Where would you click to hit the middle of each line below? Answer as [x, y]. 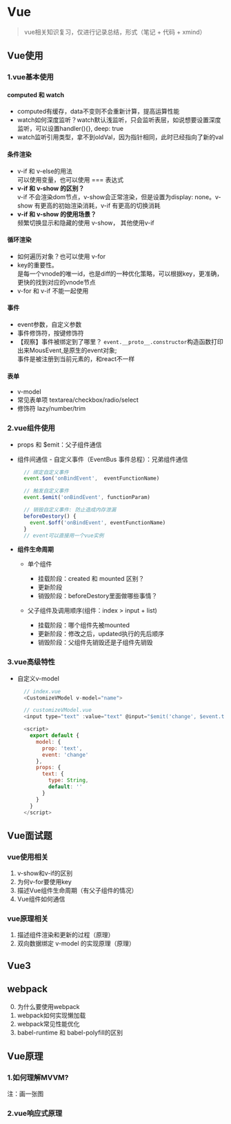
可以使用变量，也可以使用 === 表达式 [70, 179]
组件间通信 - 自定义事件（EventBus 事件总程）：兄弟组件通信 [102, 459]
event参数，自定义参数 [49, 325]
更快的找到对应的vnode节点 [57, 282]
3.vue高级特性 [31, 662]
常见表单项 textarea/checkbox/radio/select [78, 400]
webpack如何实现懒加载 [51, 1015]
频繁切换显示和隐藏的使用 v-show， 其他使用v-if [86, 223]
